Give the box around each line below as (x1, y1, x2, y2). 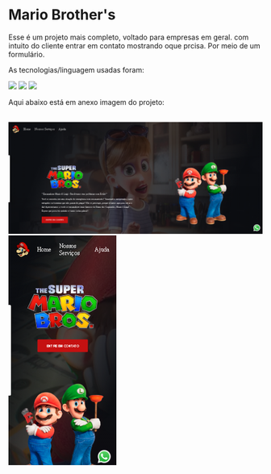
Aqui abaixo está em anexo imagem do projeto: (8, 97, 165, 106)
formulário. (8, 49, 45, 59)
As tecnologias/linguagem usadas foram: (8, 64, 144, 74)
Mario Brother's (8, 6, 116, 24)
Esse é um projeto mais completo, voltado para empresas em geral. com (8, 32, 249, 42)
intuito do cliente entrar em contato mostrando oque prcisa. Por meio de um (8, 40, 261, 50)
